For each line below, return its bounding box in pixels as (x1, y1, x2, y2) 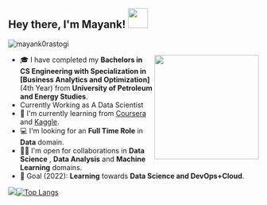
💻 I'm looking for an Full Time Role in (19, 126, 144, 135)
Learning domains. (19, 162, 83, 172)
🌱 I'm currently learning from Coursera (19, 108, 147, 118)
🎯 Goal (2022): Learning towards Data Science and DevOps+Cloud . (19, 171, 245, 180)
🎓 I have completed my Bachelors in (19, 55, 143, 64)
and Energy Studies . (19, 91, 89, 101)
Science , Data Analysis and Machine (19, 154, 146, 164)
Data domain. (19, 137, 65, 147)
